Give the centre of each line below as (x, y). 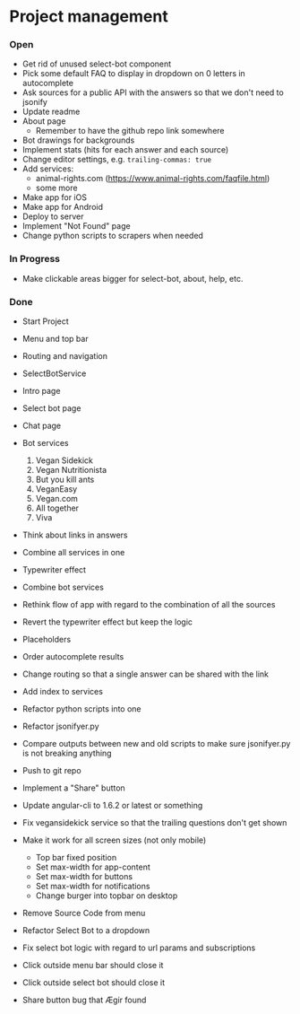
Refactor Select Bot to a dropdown (86, 931)
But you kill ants (65, 480)
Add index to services (62, 692)
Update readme (51, 112)
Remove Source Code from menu (84, 913)
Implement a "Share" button (73, 788)
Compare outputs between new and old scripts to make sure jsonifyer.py (156, 744)
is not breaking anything (67, 753)
